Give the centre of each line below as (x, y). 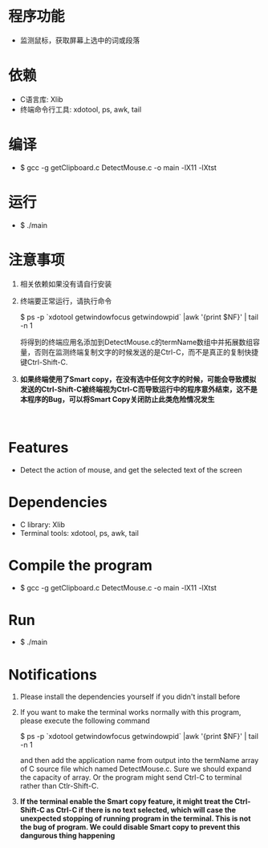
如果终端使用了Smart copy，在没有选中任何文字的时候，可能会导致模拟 (138, 379)
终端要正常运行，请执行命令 (66, 301)
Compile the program (80, 565)
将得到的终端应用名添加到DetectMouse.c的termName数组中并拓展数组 (136, 342)
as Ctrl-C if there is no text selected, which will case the (141, 810)
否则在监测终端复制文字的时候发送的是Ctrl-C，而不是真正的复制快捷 (146, 352)
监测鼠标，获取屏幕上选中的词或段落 (80, 40)
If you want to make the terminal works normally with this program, (130, 712)
